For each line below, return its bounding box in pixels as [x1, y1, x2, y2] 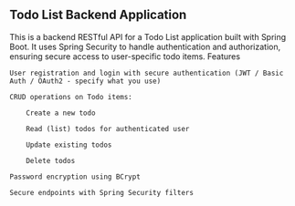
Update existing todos [26, 140, 112, 149]
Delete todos [26, 156, 76, 165]
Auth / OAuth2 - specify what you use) [9, 77, 162, 86]
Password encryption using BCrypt [9, 172, 142, 181]
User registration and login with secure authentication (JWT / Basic [9, 68, 284, 77]
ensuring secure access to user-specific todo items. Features [9, 50, 240, 62]
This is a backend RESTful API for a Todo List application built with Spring [9, 31, 287, 42]
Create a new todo [26, 108, 96, 118]
